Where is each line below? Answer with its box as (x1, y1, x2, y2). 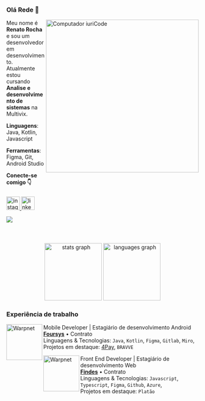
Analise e (6, 84, 31, 92)
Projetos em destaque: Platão (80, 388, 156, 395)
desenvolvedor (6, 39, 44, 46)
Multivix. (6, 110, 28, 118)
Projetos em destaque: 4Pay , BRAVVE (43, 344, 134, 351)
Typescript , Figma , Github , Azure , (80, 381, 163, 389)
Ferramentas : (6, 147, 41, 155)
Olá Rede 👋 (6, 6, 40, 14)
